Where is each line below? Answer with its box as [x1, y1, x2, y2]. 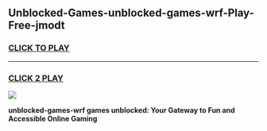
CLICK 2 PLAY [8, 72, 64, 83]
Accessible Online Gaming [8, 114, 98, 123]
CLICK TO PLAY [8, 43, 70, 54]
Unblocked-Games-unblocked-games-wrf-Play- [8, 6, 254, 20]
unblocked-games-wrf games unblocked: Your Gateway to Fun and [8, 105, 236, 114]
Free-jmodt [8, 19, 65, 33]
